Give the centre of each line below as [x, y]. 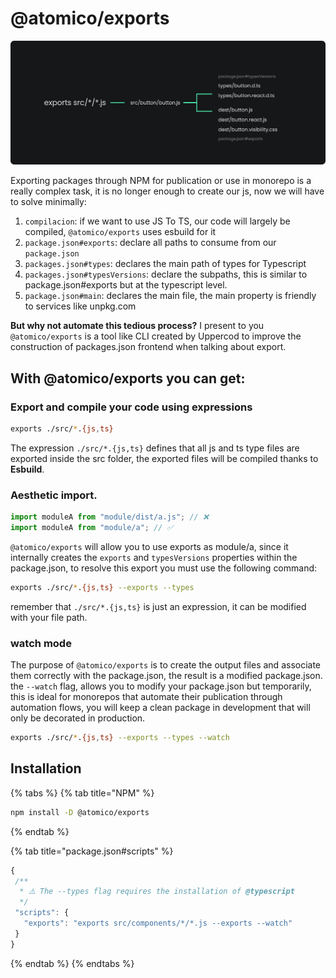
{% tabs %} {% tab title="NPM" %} [82, 793]
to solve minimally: [48, 202]
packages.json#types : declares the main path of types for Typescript [165, 264]
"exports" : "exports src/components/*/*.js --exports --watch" [158, 923]
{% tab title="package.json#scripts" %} [92, 851]
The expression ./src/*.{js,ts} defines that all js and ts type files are [155, 448]
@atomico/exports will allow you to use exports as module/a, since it [149, 546]
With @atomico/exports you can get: [128, 378]
